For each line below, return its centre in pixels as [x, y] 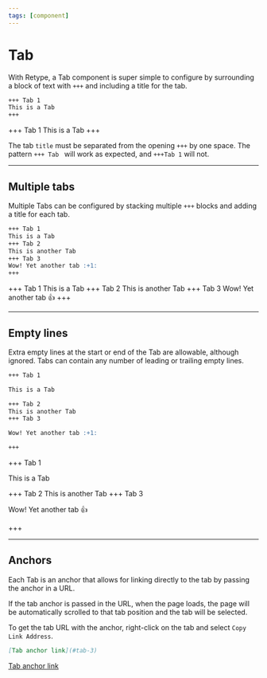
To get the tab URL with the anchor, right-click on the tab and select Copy [127, 627]
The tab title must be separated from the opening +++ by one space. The [129, 146]
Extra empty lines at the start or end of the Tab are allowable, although [124, 352]
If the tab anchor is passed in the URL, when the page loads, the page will [129, 603]
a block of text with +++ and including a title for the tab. [98, 85]
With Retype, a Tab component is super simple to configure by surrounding [131, 77]
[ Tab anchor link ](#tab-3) [53, 650]
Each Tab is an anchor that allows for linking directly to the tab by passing [129, 579]
